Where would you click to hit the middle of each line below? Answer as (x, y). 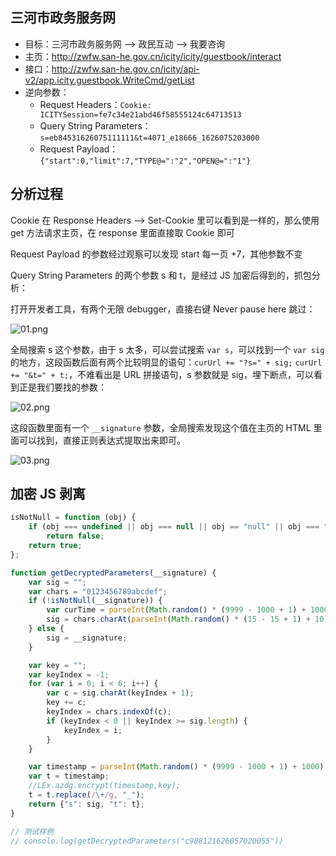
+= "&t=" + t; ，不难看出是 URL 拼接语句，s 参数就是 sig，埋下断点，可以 (162, 374)
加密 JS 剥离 (48, 494)
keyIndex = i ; (93, 730)
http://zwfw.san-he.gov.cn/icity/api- (125, 69)
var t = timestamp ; (69, 776)
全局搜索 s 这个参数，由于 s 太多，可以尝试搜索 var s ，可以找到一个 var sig (167, 349)
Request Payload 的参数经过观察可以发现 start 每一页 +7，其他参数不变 (156, 254)
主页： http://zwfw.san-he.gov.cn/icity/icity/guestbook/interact (153, 56)
